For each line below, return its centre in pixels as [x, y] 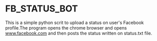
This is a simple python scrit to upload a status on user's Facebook [75, 22]
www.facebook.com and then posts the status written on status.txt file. [79, 33]
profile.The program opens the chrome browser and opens [66, 27]
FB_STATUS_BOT [42, 9]
